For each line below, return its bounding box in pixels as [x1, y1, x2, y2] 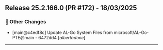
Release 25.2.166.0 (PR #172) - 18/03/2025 [5, 4, 137, 12]
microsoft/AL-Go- [114, 29, 149, 35]
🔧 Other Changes [5, 18, 46, 25]
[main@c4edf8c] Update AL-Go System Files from [12, 29, 113, 35]
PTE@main [12, 34, 34, 40]
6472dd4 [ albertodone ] [38, 34, 86, 40]
